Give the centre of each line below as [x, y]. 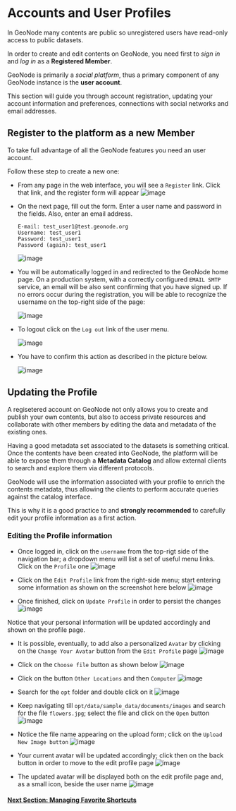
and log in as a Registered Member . [60, 61]
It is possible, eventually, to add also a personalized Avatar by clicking [119, 643]
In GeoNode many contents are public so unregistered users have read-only [118, 32]
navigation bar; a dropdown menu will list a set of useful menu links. [116, 559]
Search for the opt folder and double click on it [85, 692]
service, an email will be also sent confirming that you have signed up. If [122, 286]
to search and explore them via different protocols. [81, 468]
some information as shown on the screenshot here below [102, 587]
